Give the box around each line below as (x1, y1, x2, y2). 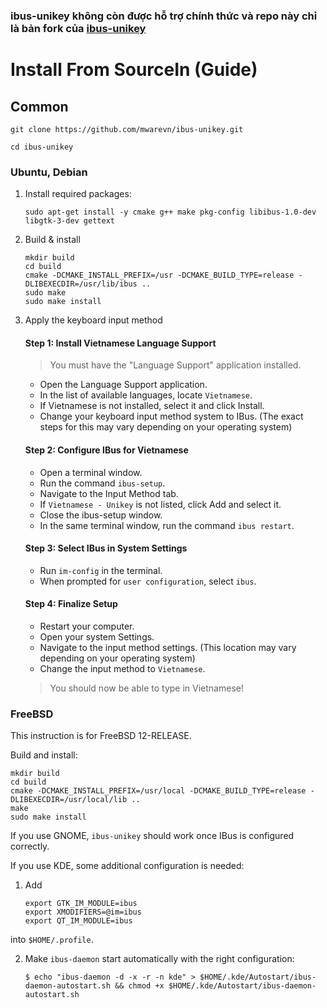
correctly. (10, 840, 50, 853)
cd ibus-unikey (10, 142, 74, 152)
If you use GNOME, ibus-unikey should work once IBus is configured (10, 830, 295, 842)
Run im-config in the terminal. (39, 564, 163, 576)
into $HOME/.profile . (10, 934, 94, 946)
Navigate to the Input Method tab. (39, 487, 179, 499)
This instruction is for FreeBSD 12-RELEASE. (10, 730, 192, 742)
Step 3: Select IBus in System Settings (24, 542, 188, 554)
